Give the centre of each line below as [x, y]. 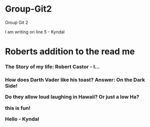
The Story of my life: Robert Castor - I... [52, 67]
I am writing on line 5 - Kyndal [35, 32]
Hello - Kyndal [22, 119]
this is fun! [18, 108]
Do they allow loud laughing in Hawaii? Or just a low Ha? [72, 97]
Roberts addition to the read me [70, 52]
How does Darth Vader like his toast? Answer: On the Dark [75, 80]
